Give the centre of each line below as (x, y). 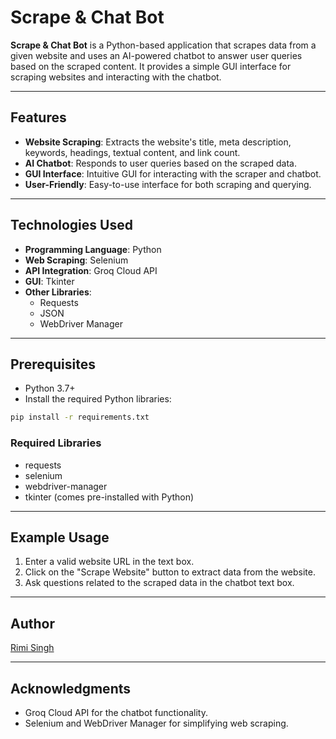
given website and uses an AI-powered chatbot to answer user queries (156, 55)
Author (32, 623)
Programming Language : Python (93, 249)
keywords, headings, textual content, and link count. (132, 152)
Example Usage (60, 537)
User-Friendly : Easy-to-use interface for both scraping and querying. (168, 184)
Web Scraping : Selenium (76, 260)
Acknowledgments (71, 688)
